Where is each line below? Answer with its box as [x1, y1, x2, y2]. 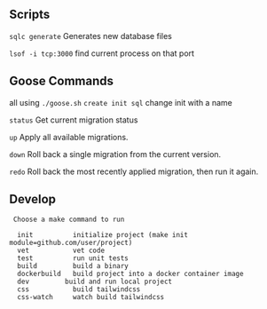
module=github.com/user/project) [9, 239, 133, 248]
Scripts [9, 7, 51, 22]
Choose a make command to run [12, 215, 125, 225]
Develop [9, 192, 56, 207]
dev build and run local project [17, 277, 173, 287]
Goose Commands [9, 74, 114, 89]
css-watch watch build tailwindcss [17, 293, 165, 302]
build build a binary [17, 262, 129, 271]
